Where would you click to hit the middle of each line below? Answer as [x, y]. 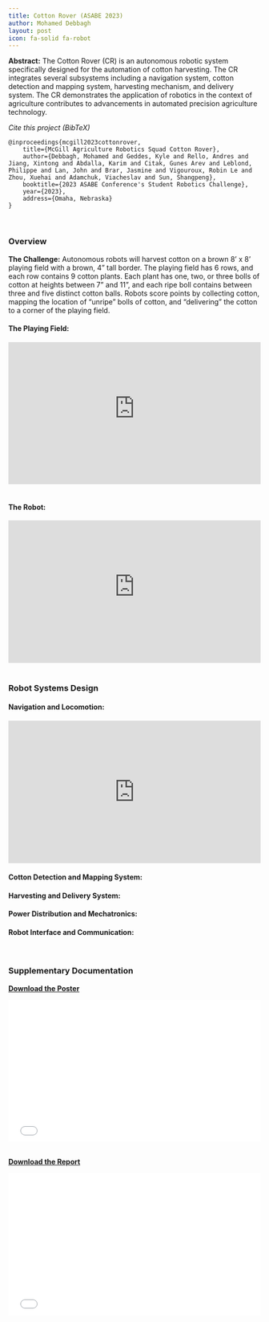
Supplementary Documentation [71, 971]
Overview [28, 242]
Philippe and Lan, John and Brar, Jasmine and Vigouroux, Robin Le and [130, 171]
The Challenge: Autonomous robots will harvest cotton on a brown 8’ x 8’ [130, 259]
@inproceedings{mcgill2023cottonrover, [75, 143]
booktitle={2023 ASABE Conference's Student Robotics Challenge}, [136, 185]
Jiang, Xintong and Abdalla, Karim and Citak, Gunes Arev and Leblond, [130, 164]
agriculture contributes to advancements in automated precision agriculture [133, 104]
